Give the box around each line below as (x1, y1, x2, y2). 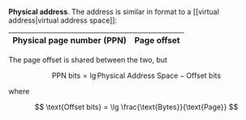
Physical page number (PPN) (12, 35, 127, 45)
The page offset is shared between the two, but (8, 55, 168, 64)
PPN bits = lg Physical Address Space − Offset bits (51, 71, 222, 80)
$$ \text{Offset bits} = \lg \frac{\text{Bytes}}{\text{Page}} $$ (34, 102, 239, 112)
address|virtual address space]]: (8, 15, 118, 25)
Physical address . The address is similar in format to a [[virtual (8, 7, 219, 16)
